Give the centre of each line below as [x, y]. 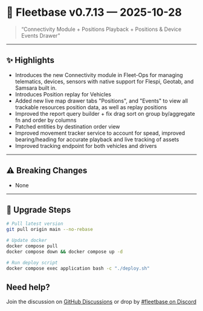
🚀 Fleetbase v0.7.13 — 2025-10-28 [94, 12]
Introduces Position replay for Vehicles [63, 94]
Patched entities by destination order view [67, 126]
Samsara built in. [36, 88]
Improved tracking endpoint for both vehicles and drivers [86, 145]
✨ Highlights [30, 60]
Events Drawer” [40, 35]
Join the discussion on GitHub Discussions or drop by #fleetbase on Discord [101, 302]
